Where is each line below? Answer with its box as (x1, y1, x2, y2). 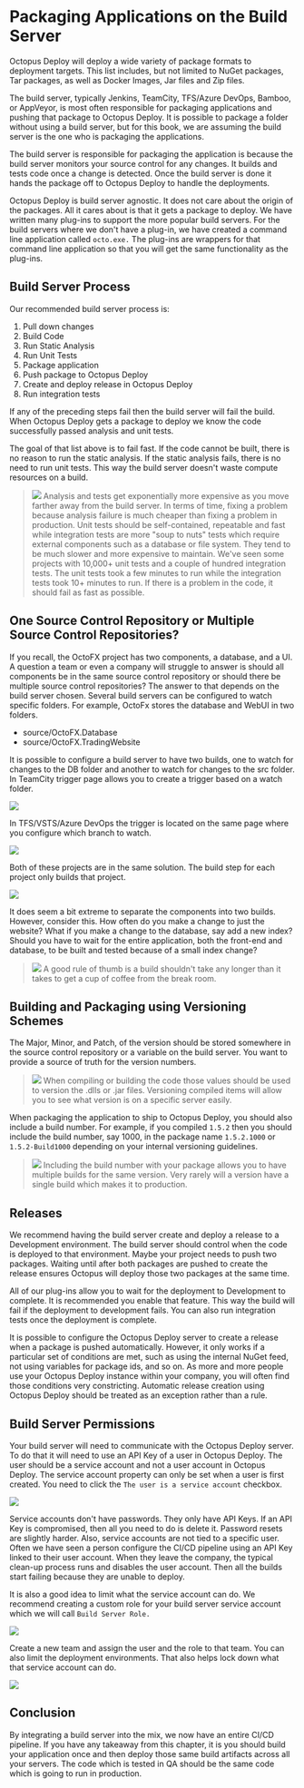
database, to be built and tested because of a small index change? (9, 944, 258, 955)
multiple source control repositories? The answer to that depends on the (9, 680, 279, 691)
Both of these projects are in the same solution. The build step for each (9, 862, 275, 873)
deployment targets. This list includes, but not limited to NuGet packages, (9, 65, 284, 76)
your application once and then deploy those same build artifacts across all (9, 1748, 290, 1759)
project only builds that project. (9, 871, 126, 882)
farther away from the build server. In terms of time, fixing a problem (31, 500, 289, 511)
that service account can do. (9, 1662, 117, 1673)
